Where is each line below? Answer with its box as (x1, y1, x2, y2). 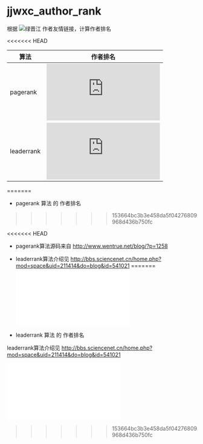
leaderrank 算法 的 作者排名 (15, 331, 85, 339)
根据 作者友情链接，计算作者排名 (7, 25, 111, 32)
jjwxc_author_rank (7, 4, 101, 18)
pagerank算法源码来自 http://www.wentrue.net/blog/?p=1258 (15, 242, 168, 250)
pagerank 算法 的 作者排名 (15, 199, 82, 207)
